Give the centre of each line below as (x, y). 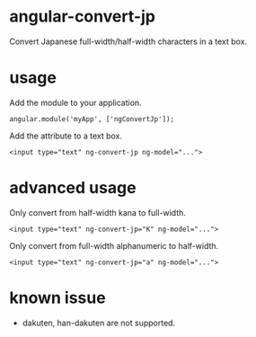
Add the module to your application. (75, 102)
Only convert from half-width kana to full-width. (98, 212)
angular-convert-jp (82, 17)
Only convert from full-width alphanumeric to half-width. (114, 245)
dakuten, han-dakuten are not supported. (99, 323)
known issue (57, 297)
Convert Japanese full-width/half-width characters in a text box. (128, 41)
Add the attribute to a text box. (66, 136)
